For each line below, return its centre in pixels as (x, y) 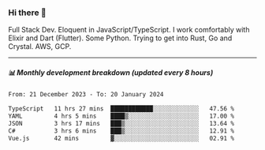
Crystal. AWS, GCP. (40, 47)
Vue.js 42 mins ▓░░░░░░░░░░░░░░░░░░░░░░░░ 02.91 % (121, 138)
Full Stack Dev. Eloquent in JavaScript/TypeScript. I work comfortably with (129, 30)
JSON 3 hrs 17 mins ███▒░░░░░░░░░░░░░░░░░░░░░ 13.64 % (121, 123)
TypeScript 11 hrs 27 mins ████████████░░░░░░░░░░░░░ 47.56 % (121, 109)
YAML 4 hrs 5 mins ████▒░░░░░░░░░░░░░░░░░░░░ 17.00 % (121, 116)
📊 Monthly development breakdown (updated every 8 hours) (111, 72)
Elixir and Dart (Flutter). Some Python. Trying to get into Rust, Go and (120, 38)
